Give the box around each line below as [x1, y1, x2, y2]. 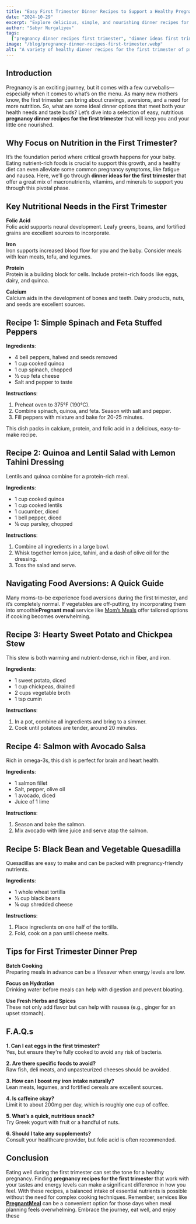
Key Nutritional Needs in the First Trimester [6, 201, 167, 211]
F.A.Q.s [6, 1027, 34, 1037]
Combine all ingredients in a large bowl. [14, 543, 110, 550]
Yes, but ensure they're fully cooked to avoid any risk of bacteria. [6, 1048, 163, 1056]
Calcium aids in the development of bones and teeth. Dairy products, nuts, [6, 295, 185, 302]
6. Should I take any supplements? [6, 1130, 92, 1137]
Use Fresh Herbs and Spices [6, 997, 76, 1004]
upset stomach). [6, 1009, 45, 1016]
